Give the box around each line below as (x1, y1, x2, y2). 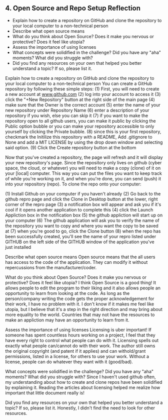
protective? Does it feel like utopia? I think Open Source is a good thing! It (5, 279, 156, 285)
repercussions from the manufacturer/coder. (5, 264, 97, 270)
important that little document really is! (5, 389, 85, 396)
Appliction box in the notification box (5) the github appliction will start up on (5, 212, 163, 218)
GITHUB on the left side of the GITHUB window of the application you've (5, 239, 154, 245)
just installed (5, 244, 31, 250)
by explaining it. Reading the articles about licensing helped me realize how (5, 384, 160, 390)
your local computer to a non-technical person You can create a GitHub (5, 80, 152, 86)
